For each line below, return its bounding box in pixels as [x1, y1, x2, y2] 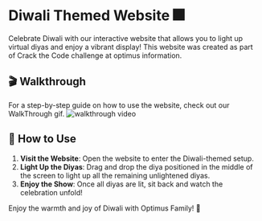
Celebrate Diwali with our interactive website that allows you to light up [8, 33, 244, 43]
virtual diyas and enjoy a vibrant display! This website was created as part [8, 42, 253, 51]
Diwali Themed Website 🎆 [8, 6, 185, 25]
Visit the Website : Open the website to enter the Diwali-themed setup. [19, 153, 255, 163]
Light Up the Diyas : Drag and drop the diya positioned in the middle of [19, 162, 253, 171]
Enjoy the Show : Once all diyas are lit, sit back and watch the [19, 179, 223, 189]
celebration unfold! [19, 187, 83, 197]
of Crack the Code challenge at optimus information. [8, 51, 182, 60]
